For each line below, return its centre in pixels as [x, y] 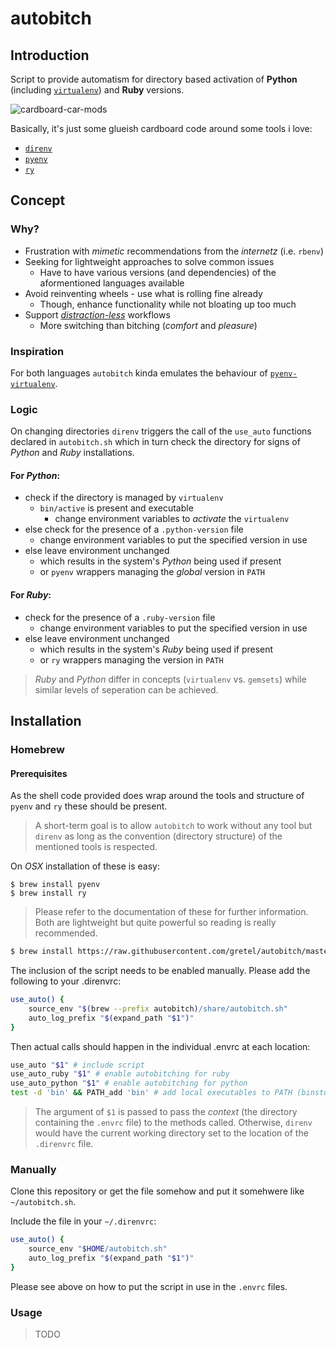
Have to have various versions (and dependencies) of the [158, 272]
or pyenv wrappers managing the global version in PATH [152, 572]
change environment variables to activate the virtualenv [172, 519]
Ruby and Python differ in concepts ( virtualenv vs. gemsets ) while [170, 679]
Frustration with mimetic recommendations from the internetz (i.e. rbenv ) [174, 251]
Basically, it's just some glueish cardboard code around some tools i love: [161, 128]
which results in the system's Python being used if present [160, 561]
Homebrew [37, 749]
